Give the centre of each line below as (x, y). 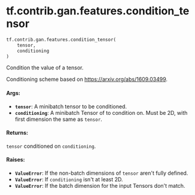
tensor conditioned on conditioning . (51, 146)
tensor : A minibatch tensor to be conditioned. (71, 106)
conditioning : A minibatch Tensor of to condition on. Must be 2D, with (101, 112)
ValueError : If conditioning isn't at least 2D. (69, 179)
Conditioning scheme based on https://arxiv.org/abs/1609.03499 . (87, 80)
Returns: (17, 133)
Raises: (16, 160)
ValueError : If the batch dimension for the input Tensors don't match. (100, 186)
